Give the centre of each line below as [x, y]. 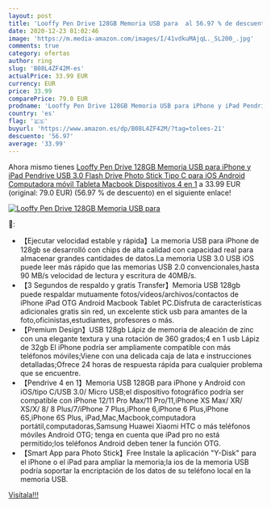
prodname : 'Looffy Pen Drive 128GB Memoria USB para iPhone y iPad [124, 106]
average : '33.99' [38, 144]
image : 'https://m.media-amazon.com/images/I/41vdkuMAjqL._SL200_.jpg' [131, 38]
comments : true [34, 46]
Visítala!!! [23, 495]
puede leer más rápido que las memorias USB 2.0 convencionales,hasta [140, 267]
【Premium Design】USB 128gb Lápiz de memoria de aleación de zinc [137, 329]
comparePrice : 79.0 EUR [48, 99]
